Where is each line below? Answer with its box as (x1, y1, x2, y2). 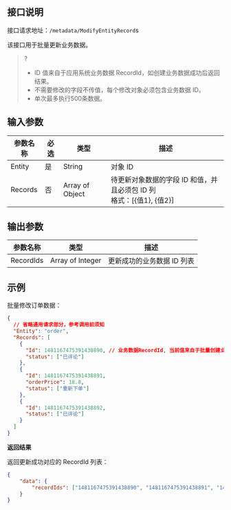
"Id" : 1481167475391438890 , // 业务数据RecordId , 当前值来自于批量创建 (25, 347, 221, 353)
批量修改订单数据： (7, 301, 62, 310)
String (63, 161, 83, 171)
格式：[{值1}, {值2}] (111, 195, 175, 205)
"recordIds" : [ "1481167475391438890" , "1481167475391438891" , (32, 484, 214, 491)
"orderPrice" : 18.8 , (25, 379, 85, 386)
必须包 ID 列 (118, 185, 156, 194)
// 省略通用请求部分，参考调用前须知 (13, 321, 105, 328)
